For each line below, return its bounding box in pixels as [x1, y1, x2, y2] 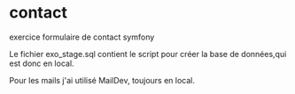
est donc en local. [9, 58, 74, 69]
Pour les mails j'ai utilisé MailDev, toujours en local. [9, 75, 196, 85]
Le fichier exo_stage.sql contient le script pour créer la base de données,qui [9, 48, 287, 59]
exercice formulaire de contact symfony [9, 32, 155, 42]
